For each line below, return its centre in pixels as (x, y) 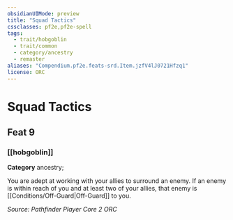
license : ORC (26, 72)
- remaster (29, 59)
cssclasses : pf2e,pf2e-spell (50, 27)
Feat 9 (21, 132)
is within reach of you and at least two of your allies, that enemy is (102, 189)
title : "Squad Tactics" (42, 20)
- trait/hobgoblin (40, 40)
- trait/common (36, 46)
